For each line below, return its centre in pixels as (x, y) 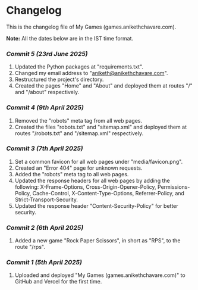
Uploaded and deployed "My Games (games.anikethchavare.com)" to (100, 275)
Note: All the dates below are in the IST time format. (70, 38)
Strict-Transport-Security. (46, 199)
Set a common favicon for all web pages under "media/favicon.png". (99, 161)
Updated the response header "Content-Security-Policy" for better (96, 205)
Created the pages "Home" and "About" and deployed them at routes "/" (103, 86)
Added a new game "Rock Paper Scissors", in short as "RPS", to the (98, 241)
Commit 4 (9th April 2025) (45, 108)
